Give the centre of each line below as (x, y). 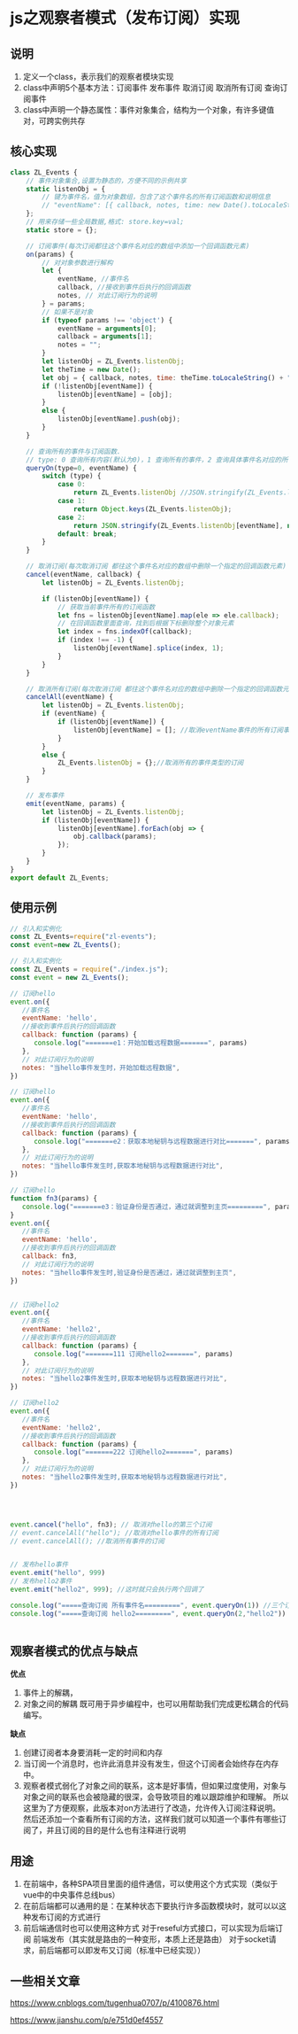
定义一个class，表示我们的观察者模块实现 (98, 77)
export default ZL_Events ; (60, 878)
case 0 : (72, 485)
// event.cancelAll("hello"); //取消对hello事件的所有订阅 (115, 1533)
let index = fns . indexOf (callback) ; (125, 632)
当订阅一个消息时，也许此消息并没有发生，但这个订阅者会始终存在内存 (151, 1764)
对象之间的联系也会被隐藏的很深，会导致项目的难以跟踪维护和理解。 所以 (156, 1797)
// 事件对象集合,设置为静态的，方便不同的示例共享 (106, 181)
